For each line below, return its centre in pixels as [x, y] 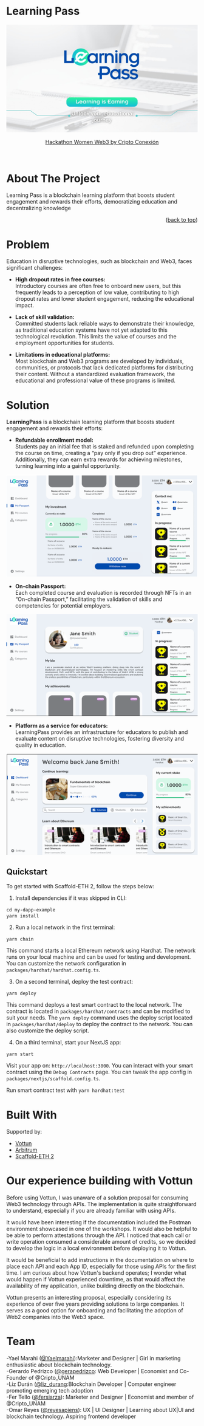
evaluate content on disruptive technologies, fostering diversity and [99, 738]
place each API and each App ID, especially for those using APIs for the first [101, 1267]
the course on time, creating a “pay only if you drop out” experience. [101, 453]
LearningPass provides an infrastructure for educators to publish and [101, 732]
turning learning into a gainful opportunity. [68, 466]
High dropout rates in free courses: [60, 279]
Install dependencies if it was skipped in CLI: [71, 898]
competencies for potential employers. [63, 605]
